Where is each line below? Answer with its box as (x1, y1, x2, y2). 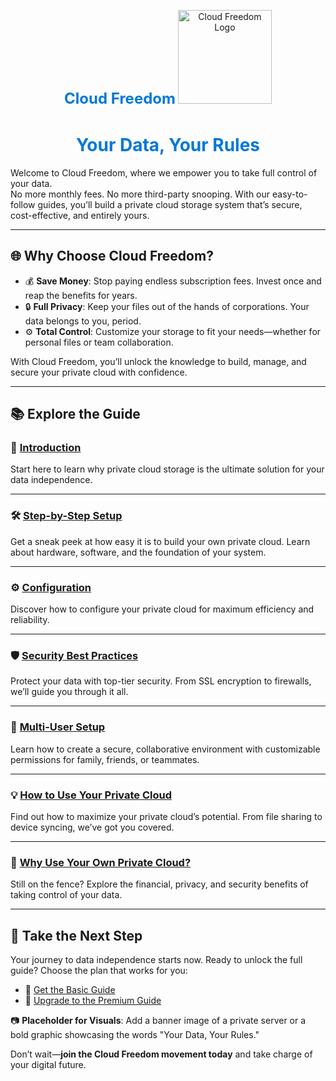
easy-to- (271, 188, 308, 200)
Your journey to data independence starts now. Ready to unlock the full (10, 954, 303, 966)
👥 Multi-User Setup (10, 720, 106, 734)
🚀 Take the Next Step (10, 927, 143, 944)
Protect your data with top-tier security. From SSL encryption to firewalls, (10, 675, 312, 687)
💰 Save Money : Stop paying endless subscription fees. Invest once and (24, 275, 322, 287)
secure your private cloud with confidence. (10, 366, 188, 378)
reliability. (10, 614, 50, 626)
